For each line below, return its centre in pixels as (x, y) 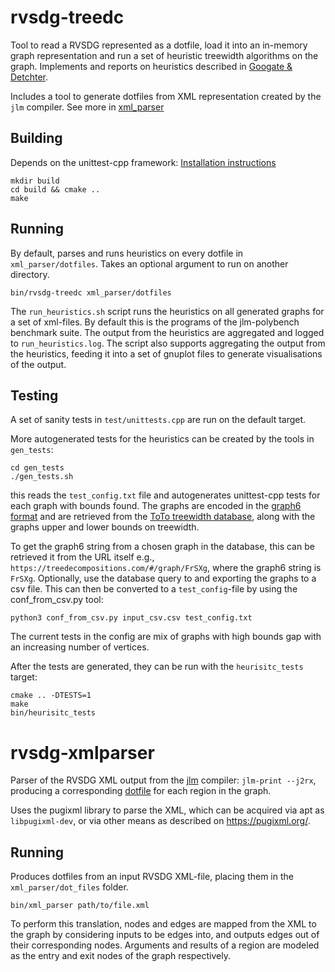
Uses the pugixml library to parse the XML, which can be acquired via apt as (167, 810)
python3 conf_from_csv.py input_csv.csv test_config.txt (131, 618)
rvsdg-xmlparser (82, 752)
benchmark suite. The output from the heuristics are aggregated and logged (167, 332)
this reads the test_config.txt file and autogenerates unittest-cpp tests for (165, 495)
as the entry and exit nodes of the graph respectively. (120, 956)
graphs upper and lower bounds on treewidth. (105, 527)
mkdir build (35, 181)
